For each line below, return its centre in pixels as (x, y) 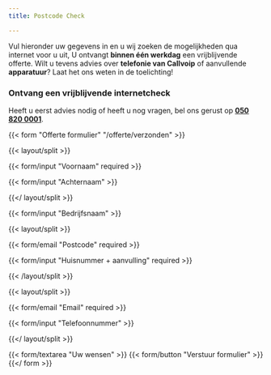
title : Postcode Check (47, 16)
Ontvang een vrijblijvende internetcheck (90, 92)
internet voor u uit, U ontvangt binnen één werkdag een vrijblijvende (123, 54)
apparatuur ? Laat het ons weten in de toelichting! (91, 72)
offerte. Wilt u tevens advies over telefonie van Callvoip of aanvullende (127, 63)
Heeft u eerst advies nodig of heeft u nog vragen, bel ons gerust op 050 (129, 110)
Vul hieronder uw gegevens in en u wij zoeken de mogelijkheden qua (123, 46)
